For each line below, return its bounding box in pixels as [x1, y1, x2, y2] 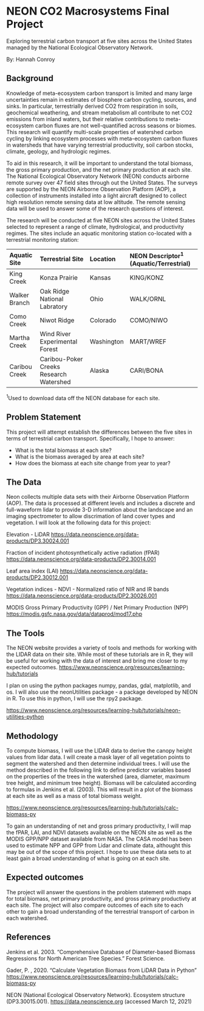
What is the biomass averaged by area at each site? [15, 453, 144, 460]
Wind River [39, 330, 71, 339]
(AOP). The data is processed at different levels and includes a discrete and [6, 499, 195, 507]
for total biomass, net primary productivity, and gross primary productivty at [6, 895, 197, 902]
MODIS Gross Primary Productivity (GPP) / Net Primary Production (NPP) [6, 604, 189, 611]
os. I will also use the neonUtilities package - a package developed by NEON [6, 688, 198, 696]
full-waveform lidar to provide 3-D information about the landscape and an [6, 506, 193, 513]
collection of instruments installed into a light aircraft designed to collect [6, 192, 187, 199]
